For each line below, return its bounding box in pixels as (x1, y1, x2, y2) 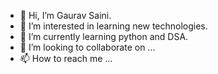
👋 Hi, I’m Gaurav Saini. (19, 10, 112, 21)
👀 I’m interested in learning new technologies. (19, 20, 208, 32)
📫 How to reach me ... (19, 53, 113, 64)
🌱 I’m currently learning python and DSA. (19, 31, 189, 42)
